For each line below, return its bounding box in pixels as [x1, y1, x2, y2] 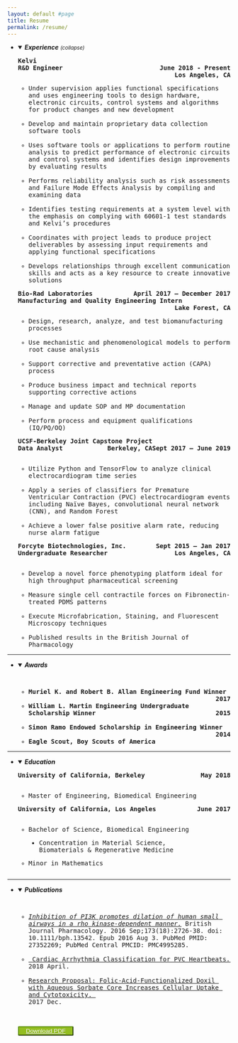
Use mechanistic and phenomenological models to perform [28, 338, 230, 347]
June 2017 [197, 805, 231, 813]
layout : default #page [7, 10, 74, 18]
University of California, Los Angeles [17, 805, 157, 813]
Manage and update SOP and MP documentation [28, 402, 186, 411]
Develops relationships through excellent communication [28, 262, 230, 270]
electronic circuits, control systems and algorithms [28, 99, 220, 107]
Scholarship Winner [28, 709, 96, 717]
